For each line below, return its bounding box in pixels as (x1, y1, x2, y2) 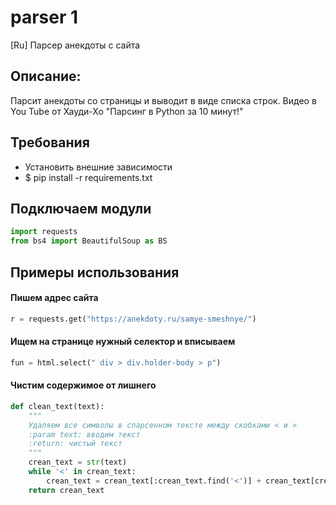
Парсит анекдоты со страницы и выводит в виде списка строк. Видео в (10, 94, 317, 106)
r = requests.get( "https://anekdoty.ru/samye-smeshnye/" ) (10, 314, 257, 324)
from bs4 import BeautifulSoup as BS (10, 236, 168, 246)
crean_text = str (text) (28, 457, 128, 468)
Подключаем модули (10, 200, 152, 217)
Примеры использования (10, 264, 180, 281)
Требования (10, 134, 90, 151)
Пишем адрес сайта (10, 292, 99, 304)
